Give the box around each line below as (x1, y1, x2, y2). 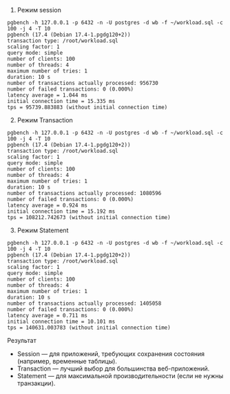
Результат (7, 337, 36, 344)
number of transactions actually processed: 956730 (7, 79, 158, 86)
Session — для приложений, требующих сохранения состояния (17, 350, 205, 358)
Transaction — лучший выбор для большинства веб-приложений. (17, 364, 210, 373)
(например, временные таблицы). (17, 357, 117, 365)
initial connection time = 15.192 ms (7, 208, 116, 215)
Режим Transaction (17, 116, 74, 124)
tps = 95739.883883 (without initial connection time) (7, 104, 168, 111)
